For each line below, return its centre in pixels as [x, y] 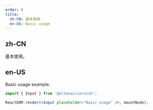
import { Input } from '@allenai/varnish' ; [51, 93]
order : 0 [14, 10]
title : [12, 14]
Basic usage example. [28, 84]
